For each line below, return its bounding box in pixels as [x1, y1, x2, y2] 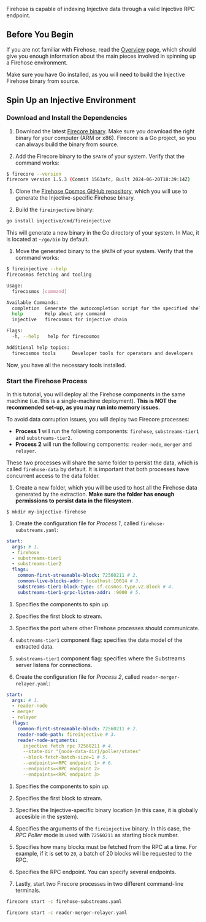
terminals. [15, 886, 41, 894]
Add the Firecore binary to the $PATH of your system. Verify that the [15, 152, 185, 160]
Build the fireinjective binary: [15, 206, 94, 214]
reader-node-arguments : [17, 737, 78, 743]
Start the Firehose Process [6, 377, 88, 385]
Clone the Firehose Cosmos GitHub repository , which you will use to [15, 187, 188, 195]
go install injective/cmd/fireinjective [6, 218, 112, 224]
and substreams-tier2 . [15, 434, 72, 441]
